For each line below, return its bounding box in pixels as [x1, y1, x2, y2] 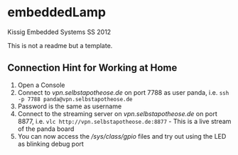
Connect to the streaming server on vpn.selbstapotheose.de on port [17, 109, 218, 117]
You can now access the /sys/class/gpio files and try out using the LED [17, 132, 227, 140]
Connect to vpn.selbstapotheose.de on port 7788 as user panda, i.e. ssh [17, 88, 229, 96]
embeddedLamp [7, 4, 107, 21]
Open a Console [17, 81, 65, 89]
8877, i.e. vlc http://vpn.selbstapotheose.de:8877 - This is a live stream [17, 117, 232, 125]
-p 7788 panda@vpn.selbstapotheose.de [17, 96, 133, 103]
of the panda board [17, 125, 75, 133]
